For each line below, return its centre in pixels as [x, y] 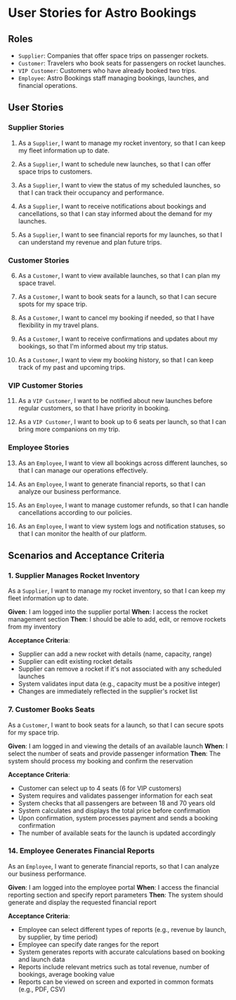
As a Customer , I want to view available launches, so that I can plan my [119, 275]
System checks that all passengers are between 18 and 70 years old [117, 803]
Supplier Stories [36, 128]
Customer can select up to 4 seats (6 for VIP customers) [100, 788]
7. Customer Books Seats [52, 709]
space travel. [37, 283]
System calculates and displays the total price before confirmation [114, 810]
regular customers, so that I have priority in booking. [94, 408]
